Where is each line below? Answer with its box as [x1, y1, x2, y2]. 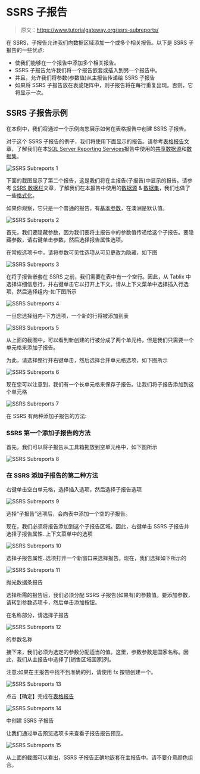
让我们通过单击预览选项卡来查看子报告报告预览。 [6, 730, 126, 737]
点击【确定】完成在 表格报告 [6, 693, 74, 700]
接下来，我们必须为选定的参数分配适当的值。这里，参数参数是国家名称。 [6, 648, 183, 656]
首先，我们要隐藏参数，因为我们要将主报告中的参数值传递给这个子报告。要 [6, 228, 189, 236]
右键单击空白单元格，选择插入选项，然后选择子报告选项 [6, 486, 142, 493]
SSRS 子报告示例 [6, 108, 68, 118]
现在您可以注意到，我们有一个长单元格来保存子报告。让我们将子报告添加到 [6, 380, 189, 388]
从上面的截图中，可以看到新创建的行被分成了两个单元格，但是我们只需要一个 [6, 336, 194, 343]
